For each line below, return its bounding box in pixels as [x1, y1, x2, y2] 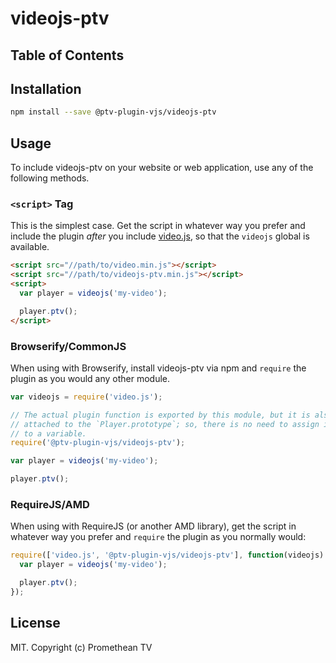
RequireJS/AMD [10, 497, 90, 511]
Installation [10, 80, 82, 97]
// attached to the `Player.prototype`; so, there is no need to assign [10, 419, 320, 429]
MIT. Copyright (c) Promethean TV [10, 641, 153, 653]
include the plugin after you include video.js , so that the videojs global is [10, 230, 310, 242]
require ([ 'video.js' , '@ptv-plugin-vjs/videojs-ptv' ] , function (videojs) [10, 550, 325, 561]
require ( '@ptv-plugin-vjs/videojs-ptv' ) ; [10, 438, 186, 448]
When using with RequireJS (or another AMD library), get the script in [10, 520, 297, 532]
